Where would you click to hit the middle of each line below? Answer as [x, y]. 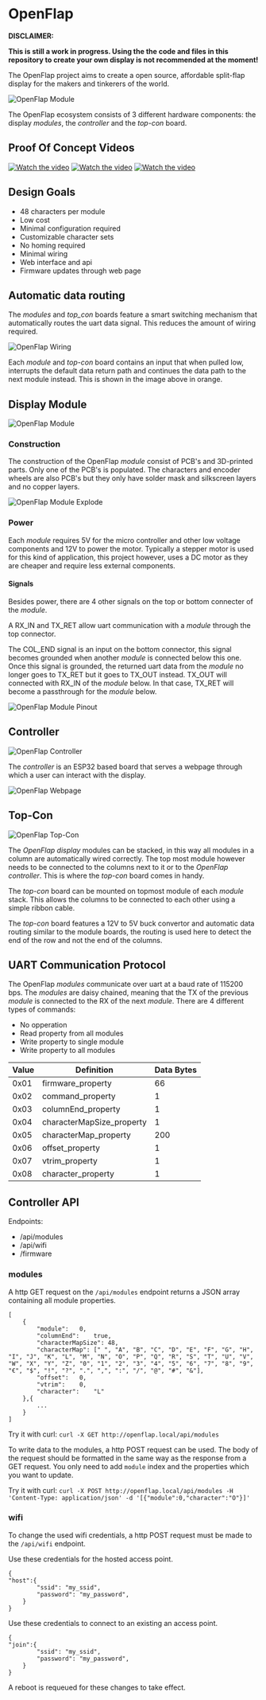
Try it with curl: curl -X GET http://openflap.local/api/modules [114, 1434]
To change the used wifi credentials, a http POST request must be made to [130, 1535]
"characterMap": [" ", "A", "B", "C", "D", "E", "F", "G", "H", [145, 1350]
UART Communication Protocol [87, 965]
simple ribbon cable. [42, 907]
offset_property [71, 1148]
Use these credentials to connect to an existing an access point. [113, 1623]
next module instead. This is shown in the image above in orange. [116, 380]
